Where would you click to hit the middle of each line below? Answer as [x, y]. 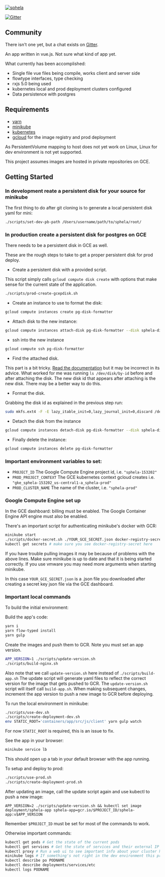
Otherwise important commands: [38, 833]
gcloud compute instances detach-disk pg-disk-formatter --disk [72, 430]
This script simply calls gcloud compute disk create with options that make [81, 279]
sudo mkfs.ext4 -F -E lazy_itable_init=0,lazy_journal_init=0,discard [79, 411]
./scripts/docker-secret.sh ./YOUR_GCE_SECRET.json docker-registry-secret [84, 540]
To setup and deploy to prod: [34, 768]
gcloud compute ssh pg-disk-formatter [45, 349]
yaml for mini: [19, 213]
